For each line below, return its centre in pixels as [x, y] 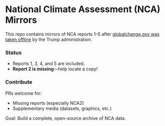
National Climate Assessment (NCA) [83, 9]
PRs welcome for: [23, 93]
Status [13, 53]
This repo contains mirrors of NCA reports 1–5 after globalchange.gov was [82, 34]
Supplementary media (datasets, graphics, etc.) [62, 108]
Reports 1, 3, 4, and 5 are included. [49, 64]
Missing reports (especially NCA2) [48, 103]
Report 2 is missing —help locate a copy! [55, 69]
